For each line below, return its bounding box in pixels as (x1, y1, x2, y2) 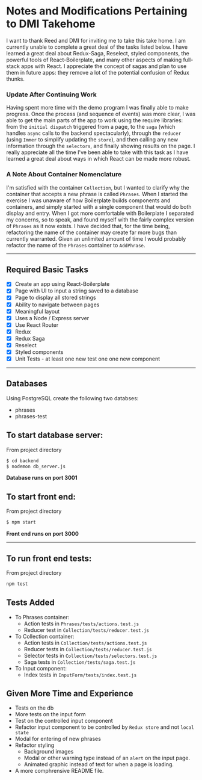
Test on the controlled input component (14, 717, 113, 725)
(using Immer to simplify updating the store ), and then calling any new (6, 136, 179, 143)
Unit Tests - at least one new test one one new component (14, 355, 161, 362)
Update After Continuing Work (6, 90, 97, 99)
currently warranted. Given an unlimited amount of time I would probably (6, 235, 186, 242)
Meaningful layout (14, 308, 60, 315)
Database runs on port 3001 (6, 474, 78, 481)
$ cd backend (6, 457, 39, 464)
